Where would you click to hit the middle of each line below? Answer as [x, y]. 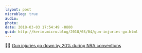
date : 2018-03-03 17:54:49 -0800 [39, 27]
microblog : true [21, 14]
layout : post [18, 9]
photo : [12, 23]
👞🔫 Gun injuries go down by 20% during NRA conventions [63, 46]
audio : [12, 18]
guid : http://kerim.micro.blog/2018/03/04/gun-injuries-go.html [71, 32]
